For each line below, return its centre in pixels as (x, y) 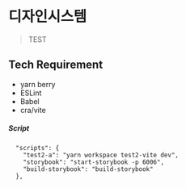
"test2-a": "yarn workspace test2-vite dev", (101, 155)
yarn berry (38, 84)
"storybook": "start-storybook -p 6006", (93, 162)
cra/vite (33, 110)
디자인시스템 (48, 17)
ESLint (31, 93)
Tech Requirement (56, 65)
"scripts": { (38, 148)
